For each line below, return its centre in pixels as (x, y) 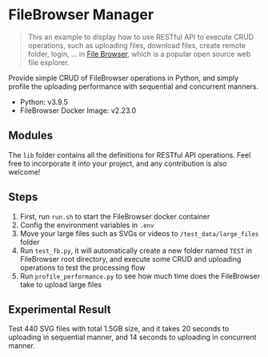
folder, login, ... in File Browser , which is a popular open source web (139, 54)
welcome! (24, 172)
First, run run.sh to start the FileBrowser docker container (115, 216)
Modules (31, 136)
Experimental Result (60, 309)
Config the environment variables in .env (87, 225)
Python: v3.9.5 (44, 102)
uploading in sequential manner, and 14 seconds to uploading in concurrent (132, 337)
